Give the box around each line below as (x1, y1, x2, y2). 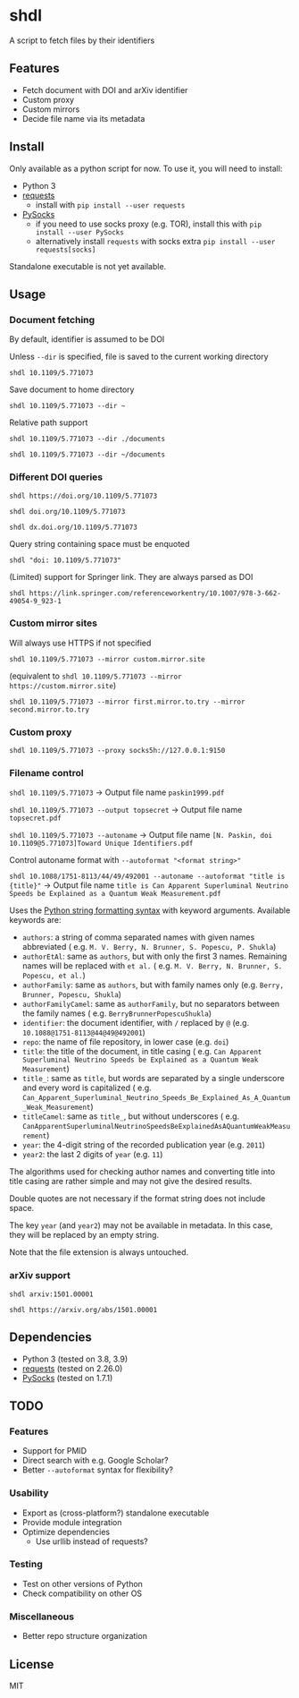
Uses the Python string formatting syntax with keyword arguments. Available (9, 905, 291, 916)
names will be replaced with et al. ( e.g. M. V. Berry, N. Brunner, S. (21, 960, 283, 971)
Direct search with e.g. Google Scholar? (21, 1455, 169, 1466)
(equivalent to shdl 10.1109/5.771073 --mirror (9, 670, 182, 681)
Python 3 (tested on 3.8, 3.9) (21, 1353, 129, 1364)
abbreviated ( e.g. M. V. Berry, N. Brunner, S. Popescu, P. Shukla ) (21, 942, 277, 952)
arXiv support (9, 1269, 71, 1282)
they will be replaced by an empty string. (9, 1230, 159, 1241)
